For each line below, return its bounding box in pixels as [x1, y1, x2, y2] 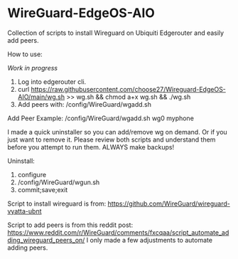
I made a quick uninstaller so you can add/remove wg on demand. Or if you [7, 127, 227, 136]
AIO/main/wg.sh [17, 92, 65, 101]
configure [17, 170, 47, 179]
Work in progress [7, 63, 58, 72]
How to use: [7, 50, 43, 58]
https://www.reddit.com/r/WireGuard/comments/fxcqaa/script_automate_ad [7, 228, 229, 236]
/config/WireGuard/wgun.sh [17, 178, 100, 186]
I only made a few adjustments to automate [86, 236, 213, 244]
